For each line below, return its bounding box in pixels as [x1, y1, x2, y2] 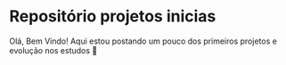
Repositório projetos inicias [9, 6, 217, 27]
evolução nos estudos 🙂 [9, 45, 98, 55]
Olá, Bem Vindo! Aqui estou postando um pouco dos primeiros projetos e [9, 36, 278, 46]
